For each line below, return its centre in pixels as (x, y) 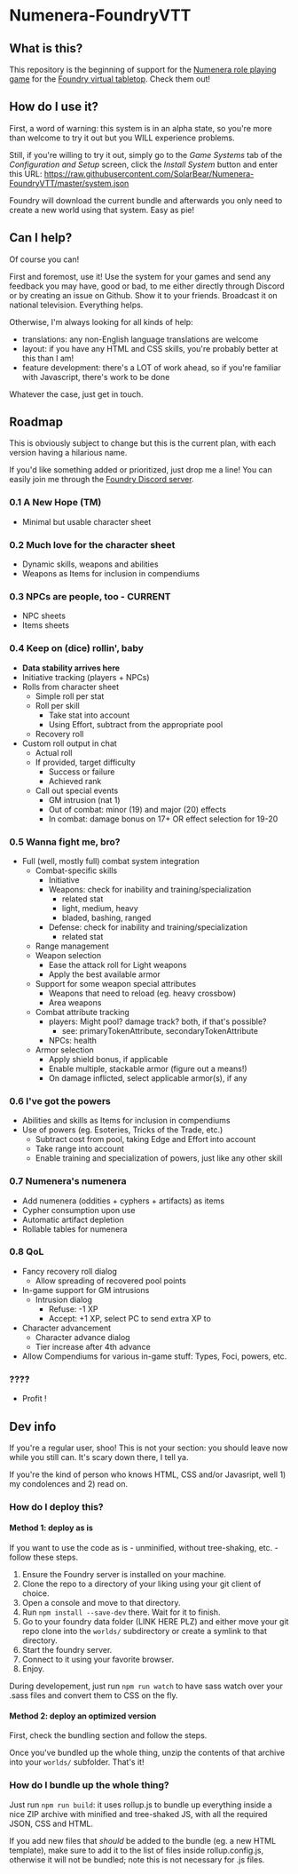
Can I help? (41, 238)
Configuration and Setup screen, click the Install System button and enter (144, 164)
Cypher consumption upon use (78, 1210)
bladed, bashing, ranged (106, 917)
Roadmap (36, 422)
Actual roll (54, 752)
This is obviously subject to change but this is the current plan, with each (143, 443)
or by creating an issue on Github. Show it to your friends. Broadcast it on (143, 295)
